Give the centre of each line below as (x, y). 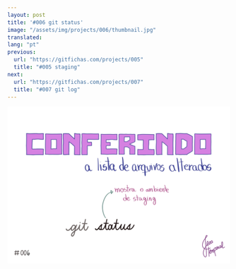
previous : (22, 52)
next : (15, 74)
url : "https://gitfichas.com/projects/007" (78, 82)
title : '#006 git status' (45, 22)
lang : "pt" (23, 45)
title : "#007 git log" (47, 89)
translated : (25, 37)
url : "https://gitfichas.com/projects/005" (78, 60)
